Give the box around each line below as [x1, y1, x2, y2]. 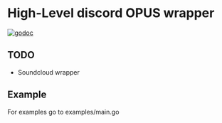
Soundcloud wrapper [17, 68, 80, 76]
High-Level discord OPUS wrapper [7, 5, 215, 21]
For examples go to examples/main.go [7, 107, 120, 116]
